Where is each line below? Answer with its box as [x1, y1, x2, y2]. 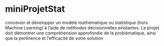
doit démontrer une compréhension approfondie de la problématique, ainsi [5, 30, 157, 36]
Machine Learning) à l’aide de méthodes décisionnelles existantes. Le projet [5, 24, 159, 30]
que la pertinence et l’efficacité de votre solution [5, 35, 103, 41]
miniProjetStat [5, 3, 65, 15]
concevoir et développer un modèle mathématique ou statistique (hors [5, 20, 148, 25]
